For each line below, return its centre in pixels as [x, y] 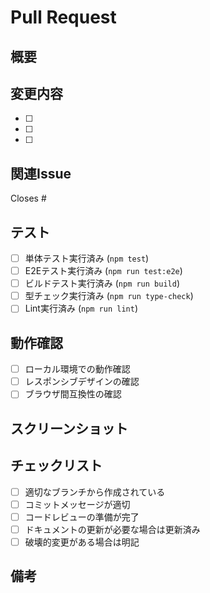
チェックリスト [56, 466]
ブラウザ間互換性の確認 [73, 394]
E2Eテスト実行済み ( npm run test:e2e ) [103, 271]
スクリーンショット [69, 428]
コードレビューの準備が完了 [82, 517]
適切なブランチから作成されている [95, 492]
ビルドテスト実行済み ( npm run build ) [102, 283]
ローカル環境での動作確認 [77, 369]
